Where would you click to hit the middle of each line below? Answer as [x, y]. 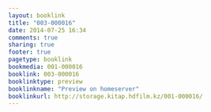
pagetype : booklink [40, 60]
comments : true [33, 37]
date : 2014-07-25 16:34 [47, 30]
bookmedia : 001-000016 [45, 67]
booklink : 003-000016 [44, 74]
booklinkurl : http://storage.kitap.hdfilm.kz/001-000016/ [105, 96]
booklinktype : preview [45, 81]
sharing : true [32, 45]
